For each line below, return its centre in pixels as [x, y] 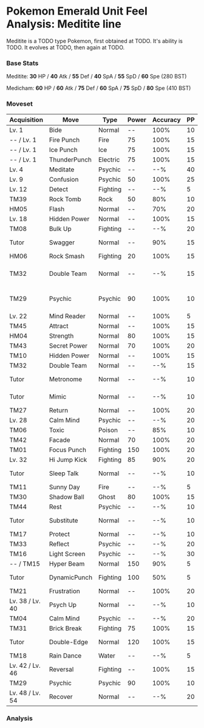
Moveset [20, 104]
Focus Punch [68, 450]
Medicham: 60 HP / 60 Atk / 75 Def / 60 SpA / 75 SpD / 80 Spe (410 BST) [99, 88]
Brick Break [65, 628]
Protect [59, 534]
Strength [61, 335]
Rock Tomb [65, 199]
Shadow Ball [67, 496]
